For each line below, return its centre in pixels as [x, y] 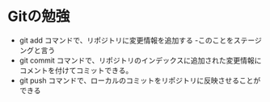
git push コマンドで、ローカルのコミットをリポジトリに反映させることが [140, 80]
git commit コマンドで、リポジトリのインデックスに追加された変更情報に [140, 60]
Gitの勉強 [39, 16]
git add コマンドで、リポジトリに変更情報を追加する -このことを [127, 40]
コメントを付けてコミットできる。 [76, 70]
